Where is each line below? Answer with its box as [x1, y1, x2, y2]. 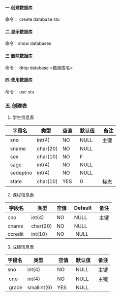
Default [74, 205, 92, 212]
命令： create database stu [5, 16, 60, 22]
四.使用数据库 [5, 77, 33, 83]
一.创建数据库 [5, 4, 33, 10]
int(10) [31, 231, 48, 238]
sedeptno [10, 169, 32, 176]
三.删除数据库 [5, 53, 33, 59]
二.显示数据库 [5, 29, 33, 35]
